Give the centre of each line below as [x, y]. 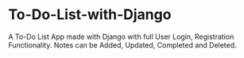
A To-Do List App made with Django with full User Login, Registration [121, 37]
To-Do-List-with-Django [90, 15]
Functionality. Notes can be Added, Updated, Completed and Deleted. [122, 44]
